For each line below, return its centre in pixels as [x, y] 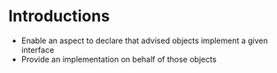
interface [38, 49]
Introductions [59, 16]
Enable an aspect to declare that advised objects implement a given [145, 40]
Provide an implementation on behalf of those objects [119, 59]
